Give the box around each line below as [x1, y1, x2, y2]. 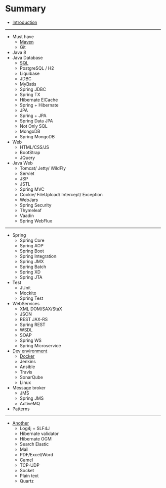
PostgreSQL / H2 [19, 65, 54, 71]
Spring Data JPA [19, 117, 53, 124]
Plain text [19, 473, 39, 479]
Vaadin [19, 213, 34, 218]
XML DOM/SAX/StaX [19, 306, 63, 312]
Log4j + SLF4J [19, 425, 50, 431]
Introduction [12, 19, 38, 25]
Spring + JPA [19, 112, 47, 118]
